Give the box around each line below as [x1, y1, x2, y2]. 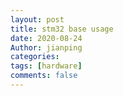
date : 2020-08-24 [10, 33, 83, 43]
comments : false [10, 71, 78, 81]
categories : [10, 52, 60, 62]
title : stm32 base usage [10, 24, 114, 34]
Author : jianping [10, 42, 83, 53]
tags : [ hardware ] [10, 61, 83, 71]
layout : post [10, 14, 65, 25]
